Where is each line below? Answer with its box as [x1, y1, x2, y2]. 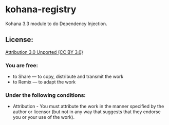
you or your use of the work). [12, 114, 75, 120]
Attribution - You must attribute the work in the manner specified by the [12, 103, 164, 110]
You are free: [5, 61, 39, 69]
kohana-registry [5, 4, 77, 15]
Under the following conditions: [5, 91, 86, 98]
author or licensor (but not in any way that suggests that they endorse [12, 109, 161, 115]
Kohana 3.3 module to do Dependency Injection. [5, 20, 107, 27]
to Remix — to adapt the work [12, 79, 76, 85]
